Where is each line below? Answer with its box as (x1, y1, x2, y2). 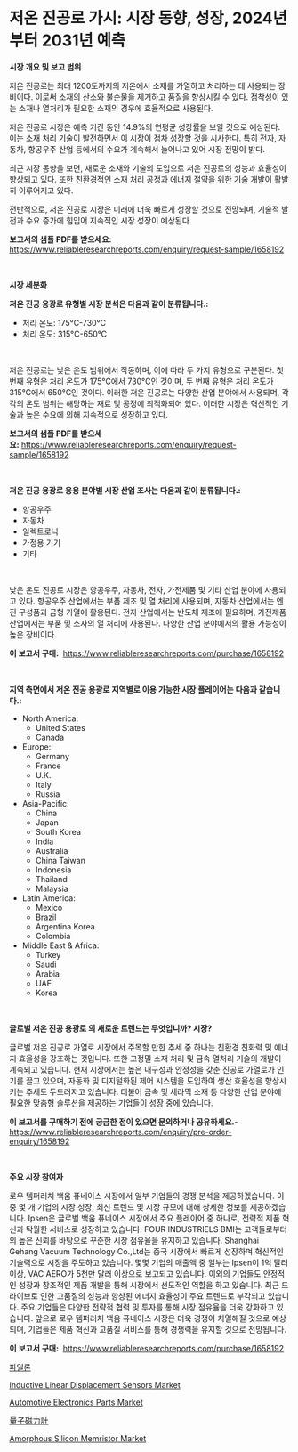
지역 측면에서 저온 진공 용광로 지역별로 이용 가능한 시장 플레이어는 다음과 (9, 684, 258, 694)
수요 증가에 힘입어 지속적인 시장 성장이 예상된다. (25, 215, 192, 225)
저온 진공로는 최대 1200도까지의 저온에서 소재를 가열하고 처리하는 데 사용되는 (9, 80, 277, 91)
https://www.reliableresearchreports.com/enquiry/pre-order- (9, 1126, 232, 1137)
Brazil (35, 912, 57, 922)
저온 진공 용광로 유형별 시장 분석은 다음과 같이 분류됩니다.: (9, 298, 209, 309)
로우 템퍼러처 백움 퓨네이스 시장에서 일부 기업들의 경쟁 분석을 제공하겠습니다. (9, 1190, 276, 1201)
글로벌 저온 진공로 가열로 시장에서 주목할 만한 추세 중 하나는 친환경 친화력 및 (9, 1042, 273, 1052)
